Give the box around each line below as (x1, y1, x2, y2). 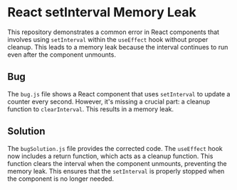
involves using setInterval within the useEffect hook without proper (7, 35, 209, 43)
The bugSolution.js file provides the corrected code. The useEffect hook (7, 144, 223, 152)
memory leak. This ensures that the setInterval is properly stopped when (7, 167, 225, 175)
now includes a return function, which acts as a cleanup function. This (7, 152, 214, 160)
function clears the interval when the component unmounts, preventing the (7, 159, 227, 167)
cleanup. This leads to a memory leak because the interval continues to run (7, 43, 228, 51)
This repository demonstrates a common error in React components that (7, 28, 219, 36)
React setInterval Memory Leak (7, 4, 197, 21)
